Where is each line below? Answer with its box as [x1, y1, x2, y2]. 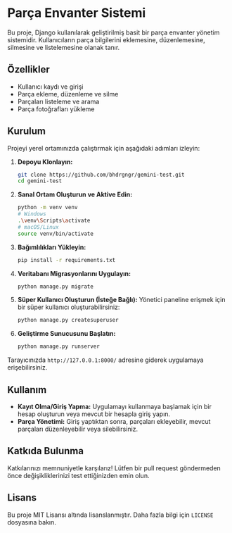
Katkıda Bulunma [7, 445, 84, 457]
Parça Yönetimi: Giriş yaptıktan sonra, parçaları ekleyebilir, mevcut [17, 418, 211, 425]
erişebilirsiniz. [7, 363, 48, 372]
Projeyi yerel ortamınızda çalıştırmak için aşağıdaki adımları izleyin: [7, 144, 200, 152]
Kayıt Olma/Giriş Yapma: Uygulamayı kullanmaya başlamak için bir [17, 403, 212, 410]
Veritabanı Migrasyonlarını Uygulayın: [17, 269, 131, 277]
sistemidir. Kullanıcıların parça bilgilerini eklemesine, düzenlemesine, [7, 35, 205, 44]
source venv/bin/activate [17, 230, 94, 237]
